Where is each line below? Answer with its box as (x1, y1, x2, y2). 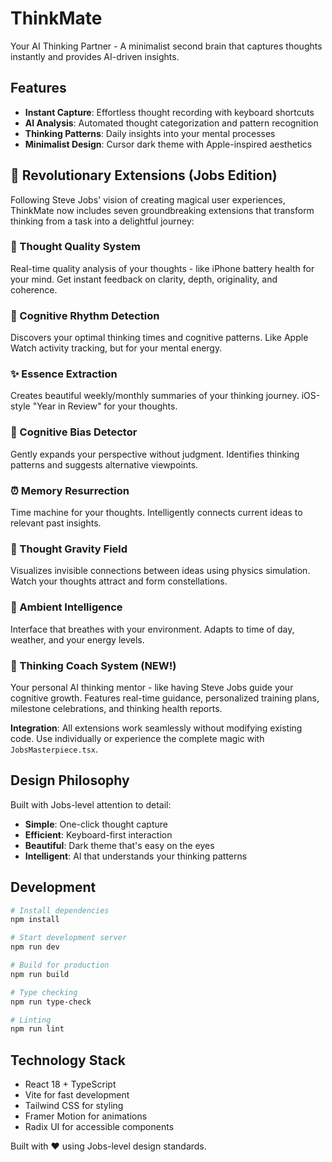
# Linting (10, 1015, 52, 1025)
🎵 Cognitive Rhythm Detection (10, 308, 160, 322)
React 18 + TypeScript (24, 1078, 117, 1091)
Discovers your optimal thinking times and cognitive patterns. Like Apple (10, 332, 309, 344)
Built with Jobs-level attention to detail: (10, 798, 172, 811)
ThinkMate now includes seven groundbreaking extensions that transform (10, 204, 315, 216)
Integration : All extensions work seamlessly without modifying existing (10, 722, 303, 734)
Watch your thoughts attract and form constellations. (10, 575, 228, 587)
